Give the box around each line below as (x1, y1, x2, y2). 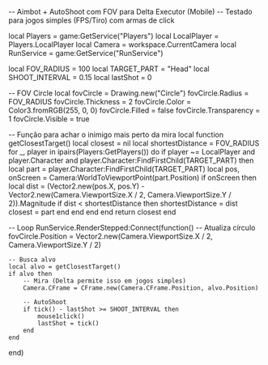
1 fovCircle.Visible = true (8, 114, 91, 124)
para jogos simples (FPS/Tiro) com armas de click (8, 15, 175, 25)
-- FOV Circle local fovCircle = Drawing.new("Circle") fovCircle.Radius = (8, 88, 249, 98)
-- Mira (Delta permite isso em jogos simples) (23, 277, 186, 285)
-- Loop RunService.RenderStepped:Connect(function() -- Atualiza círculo (8, 223, 256, 232)
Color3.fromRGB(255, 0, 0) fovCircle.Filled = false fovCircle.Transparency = (8, 105, 261, 115)
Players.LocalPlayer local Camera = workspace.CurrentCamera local (8, 40, 237, 49)
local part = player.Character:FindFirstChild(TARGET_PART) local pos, (8, 164, 240, 173)
